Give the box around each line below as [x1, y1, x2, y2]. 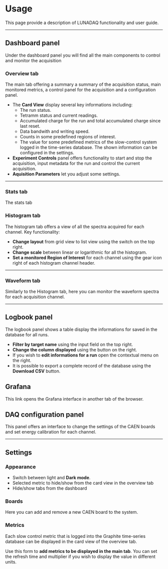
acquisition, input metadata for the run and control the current [12, 160, 140, 166]
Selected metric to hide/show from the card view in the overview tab [12, 480, 154, 486]
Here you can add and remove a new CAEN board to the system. [5, 509, 138, 515]
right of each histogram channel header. [12, 260, 95, 266]
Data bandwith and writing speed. [19, 128, 90, 134]
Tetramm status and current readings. [19, 112, 98, 118]
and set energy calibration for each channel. [5, 429, 96, 435]
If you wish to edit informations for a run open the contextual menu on [12, 352, 159, 358]
